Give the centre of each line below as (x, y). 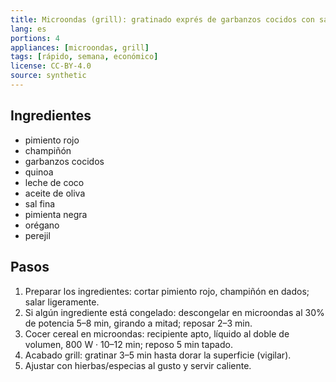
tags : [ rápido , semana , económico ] (84, 57)
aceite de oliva (55, 193)
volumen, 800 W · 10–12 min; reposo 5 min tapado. (128, 344)
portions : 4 (35, 38)
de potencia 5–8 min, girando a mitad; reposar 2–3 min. (138, 323)
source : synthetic (48, 76)
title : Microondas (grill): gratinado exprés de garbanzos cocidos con (162, 19)
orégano (42, 225)
